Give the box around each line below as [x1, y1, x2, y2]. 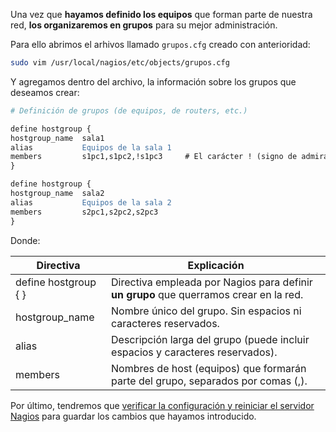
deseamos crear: [10, 86, 80, 98]
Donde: [10, 234, 41, 246]
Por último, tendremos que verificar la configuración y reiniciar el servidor [10, 399, 315, 411]
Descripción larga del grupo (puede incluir [111, 332, 310, 346]
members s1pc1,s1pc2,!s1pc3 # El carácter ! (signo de [10, 152, 298, 162]
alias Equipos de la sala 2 [10, 197, 172, 208]
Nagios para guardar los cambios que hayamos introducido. [10, 410, 257, 422]
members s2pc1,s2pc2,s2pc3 [10, 207, 159, 217]
